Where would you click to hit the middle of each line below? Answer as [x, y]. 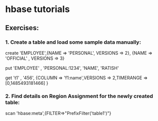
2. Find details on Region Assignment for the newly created [79, 96]
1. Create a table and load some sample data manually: [73, 42]
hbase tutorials [38, 9]
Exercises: [22, 28]
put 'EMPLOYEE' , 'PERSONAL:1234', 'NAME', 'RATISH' [62, 68]
